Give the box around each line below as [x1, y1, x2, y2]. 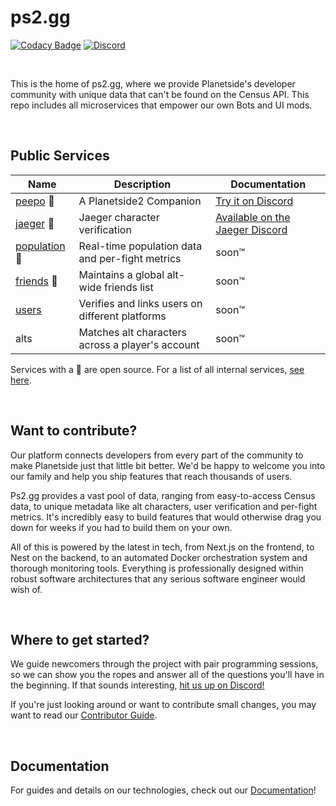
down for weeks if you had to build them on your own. [10, 521, 233, 533]
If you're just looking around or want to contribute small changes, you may [10, 699, 317, 711]
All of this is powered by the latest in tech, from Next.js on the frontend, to [10, 541, 315, 553]
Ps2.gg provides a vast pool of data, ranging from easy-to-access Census [10, 489, 316, 501]
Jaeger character [78, 210, 160, 224]
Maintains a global [78, 267, 165, 281]
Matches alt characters [78, 325, 188, 339]
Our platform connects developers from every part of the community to [10, 449, 304, 461]
